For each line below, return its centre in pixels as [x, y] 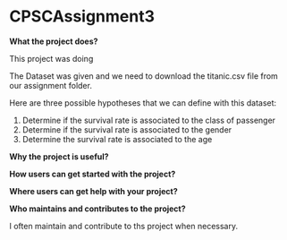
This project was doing [51, 58]
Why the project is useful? [59, 156]
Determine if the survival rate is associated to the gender [127, 129]
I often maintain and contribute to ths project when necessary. [124, 226]
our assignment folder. [51, 85]
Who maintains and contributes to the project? [97, 209]
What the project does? [54, 41]
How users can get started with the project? [93, 174]
